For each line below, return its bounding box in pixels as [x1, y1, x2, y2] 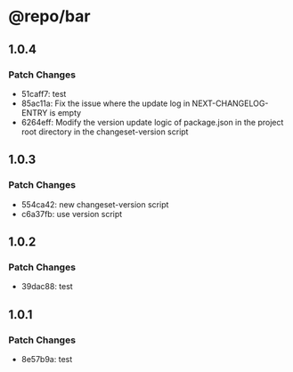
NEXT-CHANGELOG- [191, 98, 269, 109]
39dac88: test [20, 281, 73, 292]
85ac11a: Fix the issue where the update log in [20, 98, 191, 109]
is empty [49, 107, 82, 117]
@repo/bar [8, 6, 91, 27]
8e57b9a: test [20, 353, 73, 364]
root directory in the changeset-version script [20, 126, 189, 137]
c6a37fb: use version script [20, 208, 123, 219]
